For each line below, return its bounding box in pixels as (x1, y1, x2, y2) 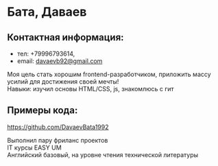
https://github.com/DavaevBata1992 (7, 123, 109, 131)
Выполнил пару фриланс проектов (7, 136, 108, 144)
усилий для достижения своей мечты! (7, 78, 119, 86)
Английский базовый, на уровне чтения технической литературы (7, 150, 199, 158)
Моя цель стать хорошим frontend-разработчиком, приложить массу (7, 70, 211, 78)
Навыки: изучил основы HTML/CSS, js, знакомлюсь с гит (7, 85, 174, 93)
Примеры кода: (7, 104, 78, 117)
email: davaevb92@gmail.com (16, 57, 103, 65)
